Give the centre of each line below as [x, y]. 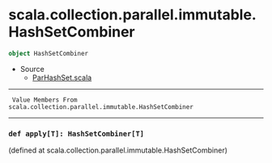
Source [32, 69]
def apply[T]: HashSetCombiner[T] [76, 134]
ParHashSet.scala [62, 77]
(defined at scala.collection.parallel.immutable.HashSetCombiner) [118, 150]
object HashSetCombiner [49, 53]
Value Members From [45, 100]
